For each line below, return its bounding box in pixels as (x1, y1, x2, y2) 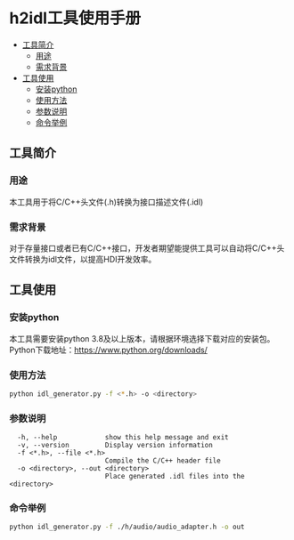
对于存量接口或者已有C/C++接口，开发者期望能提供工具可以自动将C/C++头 (9, 242, 285, 254)
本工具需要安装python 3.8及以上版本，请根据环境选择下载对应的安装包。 (9, 333, 275, 343)
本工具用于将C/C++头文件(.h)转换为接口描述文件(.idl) (9, 197, 204, 207)
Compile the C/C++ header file (104, 456, 221, 465)
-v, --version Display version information (17, 441, 214, 450)
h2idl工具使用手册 (9, 8, 141, 28)
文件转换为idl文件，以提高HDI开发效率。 (9, 254, 157, 264)
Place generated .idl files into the (104, 472, 245, 481)
